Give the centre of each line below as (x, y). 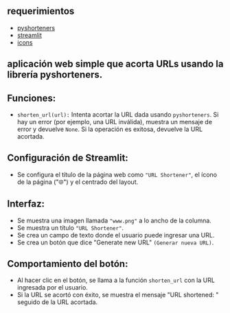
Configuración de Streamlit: (68, 158)
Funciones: (32, 98)
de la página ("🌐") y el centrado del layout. (78, 182)
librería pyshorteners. (55, 75)
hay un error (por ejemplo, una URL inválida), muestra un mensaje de (115, 122)
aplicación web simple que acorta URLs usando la (115, 64)
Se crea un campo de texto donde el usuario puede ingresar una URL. (116, 235)
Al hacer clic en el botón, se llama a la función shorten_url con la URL (116, 280)
